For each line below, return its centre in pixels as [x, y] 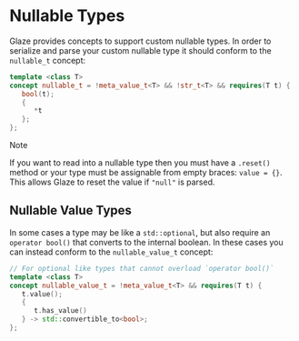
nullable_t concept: [48, 60]
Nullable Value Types [70, 211]
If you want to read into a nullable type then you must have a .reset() [140, 163]
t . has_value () [60, 311]
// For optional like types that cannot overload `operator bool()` [142, 268]
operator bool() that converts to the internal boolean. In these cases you [146, 242]
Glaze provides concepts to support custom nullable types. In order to [140, 41]
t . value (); [42, 294]
